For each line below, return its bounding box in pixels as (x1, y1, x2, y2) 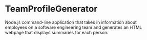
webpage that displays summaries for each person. (5, 29, 108, 35)
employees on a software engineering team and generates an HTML (5, 24, 143, 30)
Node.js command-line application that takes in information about (5, 19, 137, 25)
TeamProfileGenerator (5, 3, 98, 14)
